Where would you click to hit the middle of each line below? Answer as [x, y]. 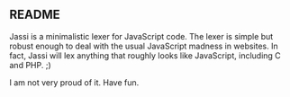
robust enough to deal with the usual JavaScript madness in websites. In [144, 46]
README [35, 15]
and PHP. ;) [30, 65]
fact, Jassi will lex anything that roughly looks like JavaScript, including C [145, 55]
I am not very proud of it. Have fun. [74, 82]
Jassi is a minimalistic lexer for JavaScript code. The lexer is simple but [141, 36]
